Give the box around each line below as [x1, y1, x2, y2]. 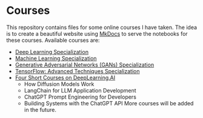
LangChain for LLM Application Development [24, 87, 136, 94]
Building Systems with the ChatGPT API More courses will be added [24, 99, 194, 107]
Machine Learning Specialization [15, 54, 97, 62]
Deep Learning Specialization [15, 48, 89, 55]
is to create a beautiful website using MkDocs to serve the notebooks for [6, 30, 188, 37]
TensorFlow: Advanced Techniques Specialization [15, 67, 140, 74]
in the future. [24, 106, 56, 113]
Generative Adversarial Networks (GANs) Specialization [15, 61, 155, 68]
